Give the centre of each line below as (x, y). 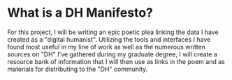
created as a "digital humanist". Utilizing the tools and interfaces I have (109, 39)
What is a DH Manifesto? (80, 13)
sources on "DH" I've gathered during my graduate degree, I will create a (113, 54)
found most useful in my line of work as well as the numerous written (107, 47)
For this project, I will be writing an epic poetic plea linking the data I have (113, 32)
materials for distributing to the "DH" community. (78, 69)
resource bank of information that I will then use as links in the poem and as (116, 61)
